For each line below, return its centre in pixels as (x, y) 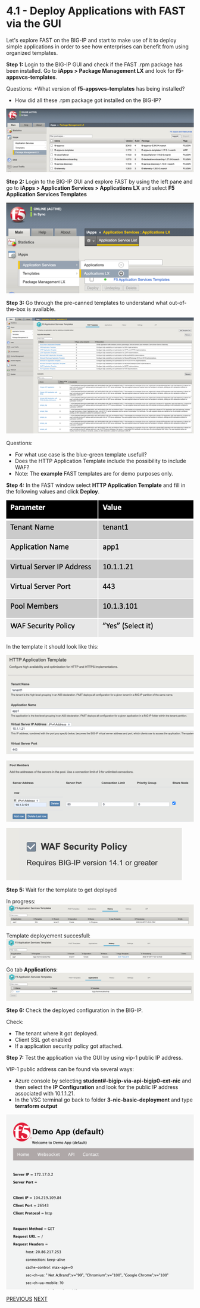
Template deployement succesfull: (49, 936)
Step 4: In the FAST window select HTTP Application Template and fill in (96, 485)
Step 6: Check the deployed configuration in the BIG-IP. (75, 1010)
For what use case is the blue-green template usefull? (81, 454)
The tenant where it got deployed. (56, 1034)
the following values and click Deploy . (53, 491)
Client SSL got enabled (43, 1040)
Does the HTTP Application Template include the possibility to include (100, 461)
